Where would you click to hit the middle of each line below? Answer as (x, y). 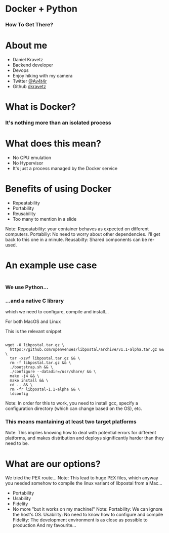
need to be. (17, 443)
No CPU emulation (32, 158)
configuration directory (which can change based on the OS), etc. (74, 408)
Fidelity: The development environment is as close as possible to (80, 520)
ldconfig (19, 394)
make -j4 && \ (25, 376)
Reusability (24, 214)
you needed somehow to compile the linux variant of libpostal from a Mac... (84, 483)
